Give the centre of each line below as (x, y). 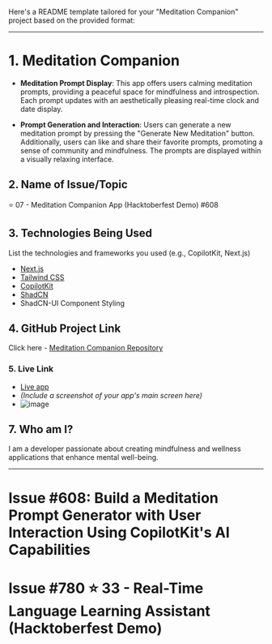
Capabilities (49, 550)
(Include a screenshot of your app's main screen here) (111, 395)
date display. (41, 109)
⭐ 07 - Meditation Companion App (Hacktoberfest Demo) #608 (113, 204)
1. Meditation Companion (94, 61)
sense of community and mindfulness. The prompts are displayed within (140, 150)
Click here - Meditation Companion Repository (86, 348)
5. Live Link (31, 369)
